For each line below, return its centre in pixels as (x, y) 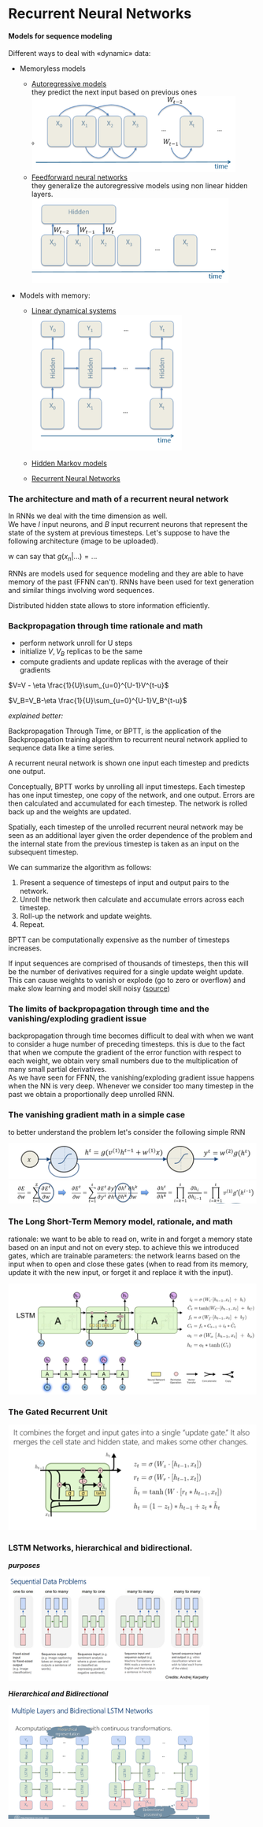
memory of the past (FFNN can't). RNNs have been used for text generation (131, 582)
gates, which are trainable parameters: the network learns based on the (124, 1255)
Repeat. (32, 925)
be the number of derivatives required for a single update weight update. (126, 972)
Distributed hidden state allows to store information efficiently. (109, 606)
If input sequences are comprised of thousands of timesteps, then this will (129, 964)
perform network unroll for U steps (76, 643)
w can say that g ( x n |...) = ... (53, 558)
